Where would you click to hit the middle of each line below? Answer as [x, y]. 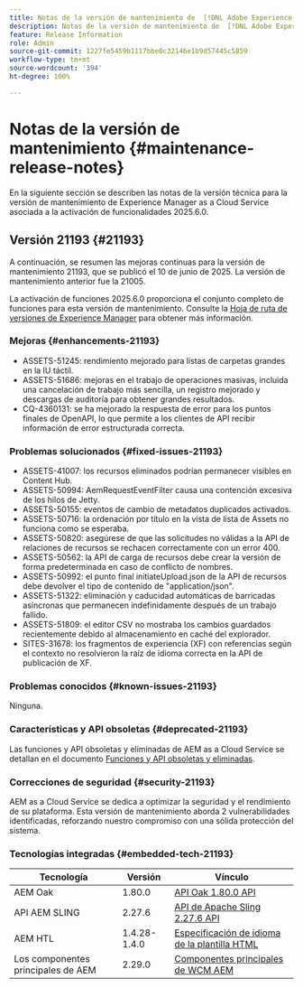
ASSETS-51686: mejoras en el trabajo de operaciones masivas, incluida [155, 379]
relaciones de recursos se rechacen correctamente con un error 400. [151, 548]
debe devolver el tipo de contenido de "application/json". [128, 586]
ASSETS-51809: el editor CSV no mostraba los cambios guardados [147, 625]
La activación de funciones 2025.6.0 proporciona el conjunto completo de [147, 298]
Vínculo [232, 877]
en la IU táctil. [48, 370]
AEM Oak [34, 892]
